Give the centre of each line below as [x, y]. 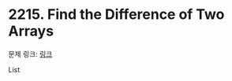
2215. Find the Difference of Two [116, 15]
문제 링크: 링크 [30, 53]
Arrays [31, 31]
